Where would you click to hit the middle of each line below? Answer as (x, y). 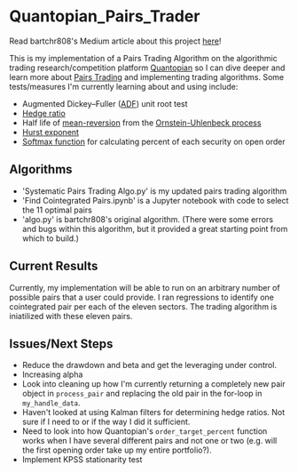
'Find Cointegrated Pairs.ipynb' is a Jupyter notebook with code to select (155, 200)
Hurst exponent (51, 132)
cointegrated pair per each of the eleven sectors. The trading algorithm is (143, 306)
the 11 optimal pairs (57, 210)
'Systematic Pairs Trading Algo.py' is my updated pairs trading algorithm (154, 191)
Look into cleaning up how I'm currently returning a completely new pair (153, 384)
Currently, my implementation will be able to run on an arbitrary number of (145, 287)
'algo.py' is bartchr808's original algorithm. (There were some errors (147, 219)
